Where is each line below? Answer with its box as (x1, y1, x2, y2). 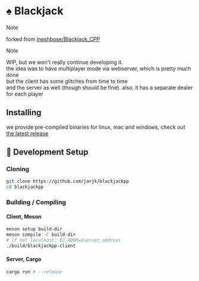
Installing (6, 107, 42, 118)
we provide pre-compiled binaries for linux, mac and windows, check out (6, 123, 186, 131)
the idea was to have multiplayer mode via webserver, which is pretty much (6, 64, 192, 72)
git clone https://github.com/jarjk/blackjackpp (6, 178, 129, 184)
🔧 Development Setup (6, 147, 89, 158)
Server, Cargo (6, 255, 42, 263)
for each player (6, 90, 43, 97)
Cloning (6, 165, 30, 174)
